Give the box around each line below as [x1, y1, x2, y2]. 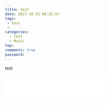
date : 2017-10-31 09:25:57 [5, 12, 60, 16]
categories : [5, 30, 29, 34]
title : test [5, 7, 29, 12]
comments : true [5, 47, 36, 52]
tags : [5, 16, 16, 21]
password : [5, 52, 25, 57]
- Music [9, 39, 25, 44]
